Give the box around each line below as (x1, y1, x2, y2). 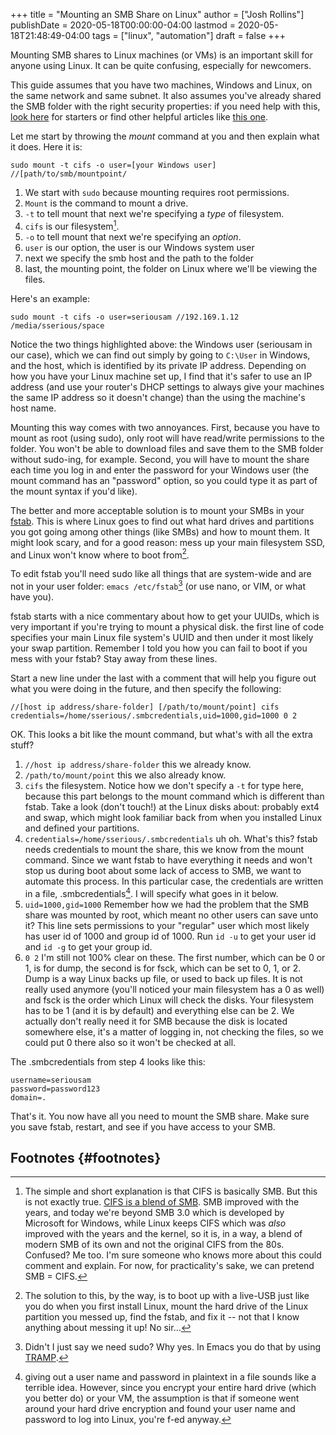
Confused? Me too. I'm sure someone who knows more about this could (24, 1249, 322, 1261)
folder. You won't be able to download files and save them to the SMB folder (10, 442, 324, 454)
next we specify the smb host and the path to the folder (24, 252, 255, 264)
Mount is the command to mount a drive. (24, 197, 189, 209)
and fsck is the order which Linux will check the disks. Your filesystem (24, 994, 315, 1006)
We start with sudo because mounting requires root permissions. (24, 187, 290, 198)
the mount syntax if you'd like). (10, 485, 138, 497)
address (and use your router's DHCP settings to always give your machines (10, 380, 325, 393)
